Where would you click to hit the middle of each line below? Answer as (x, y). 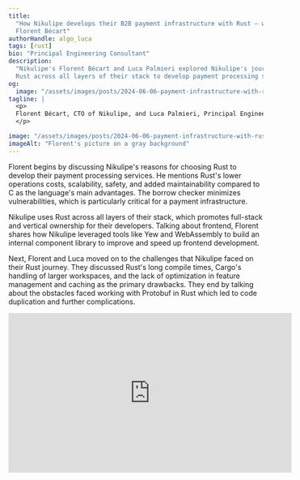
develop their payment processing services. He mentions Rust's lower (125, 175)
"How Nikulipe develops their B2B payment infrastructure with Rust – (137, 24)
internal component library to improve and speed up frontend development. (134, 242)
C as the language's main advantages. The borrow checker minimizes (125, 192)
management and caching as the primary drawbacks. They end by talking (131, 284)
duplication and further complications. (72, 302)
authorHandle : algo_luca (50, 39)
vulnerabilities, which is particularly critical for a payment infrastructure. (128, 201)
